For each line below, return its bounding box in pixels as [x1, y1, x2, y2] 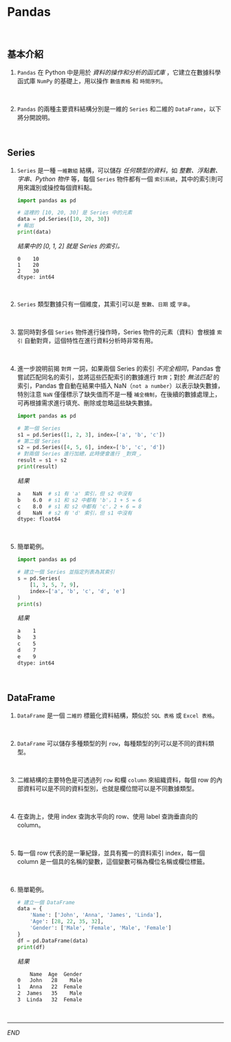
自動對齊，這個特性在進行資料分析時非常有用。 [23, 336, 157, 345]
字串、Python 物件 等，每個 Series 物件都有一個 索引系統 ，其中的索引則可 [16, 175, 223, 183]
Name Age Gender [30, 970, 82, 977]
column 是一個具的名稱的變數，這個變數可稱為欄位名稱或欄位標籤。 [16, 857, 209, 865]
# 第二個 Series [16, 437, 60, 444]
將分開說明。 [16, 113, 54, 121]
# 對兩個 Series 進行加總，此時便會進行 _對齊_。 [16, 451, 145, 457]
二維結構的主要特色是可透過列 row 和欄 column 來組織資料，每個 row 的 [16, 775, 217, 784]
